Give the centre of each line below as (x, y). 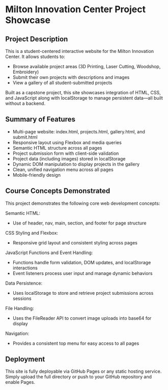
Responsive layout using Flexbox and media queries (67, 142)
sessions (22, 298)
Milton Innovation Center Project (76, 9)
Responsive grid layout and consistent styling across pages (75, 242)
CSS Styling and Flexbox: (32, 233)
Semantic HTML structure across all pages (57, 148)
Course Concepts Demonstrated (58, 191)
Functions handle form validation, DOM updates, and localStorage (82, 262)
